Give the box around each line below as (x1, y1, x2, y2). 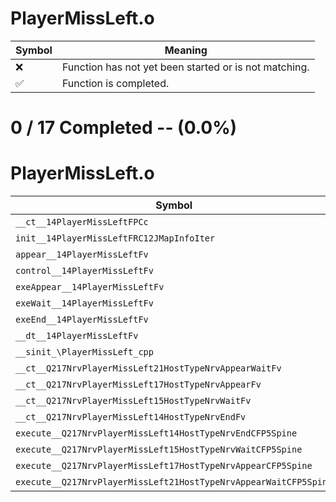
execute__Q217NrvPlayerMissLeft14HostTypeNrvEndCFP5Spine (15, 428, 298, 439)
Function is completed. (61, 76, 170, 90)
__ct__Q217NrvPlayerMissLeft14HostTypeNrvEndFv (15, 412, 247, 423)
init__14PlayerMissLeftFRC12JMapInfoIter (15, 233, 216, 244)
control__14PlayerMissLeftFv (15, 265, 154, 277)
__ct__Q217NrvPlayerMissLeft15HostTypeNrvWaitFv (15, 395, 252, 407)
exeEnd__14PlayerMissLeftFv (15, 314, 149, 326)
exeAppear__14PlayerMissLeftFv (15, 282, 165, 293)
